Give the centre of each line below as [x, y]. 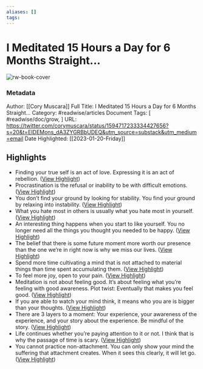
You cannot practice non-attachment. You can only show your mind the [105, 346]
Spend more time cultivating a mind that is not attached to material [98, 262]
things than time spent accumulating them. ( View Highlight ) [89, 269]
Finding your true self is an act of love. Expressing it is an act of [95, 172]
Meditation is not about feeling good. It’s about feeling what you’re [98, 282]
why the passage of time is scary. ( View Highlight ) [78, 340]
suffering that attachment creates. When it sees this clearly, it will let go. [105, 353]
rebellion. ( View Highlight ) [48, 178]
